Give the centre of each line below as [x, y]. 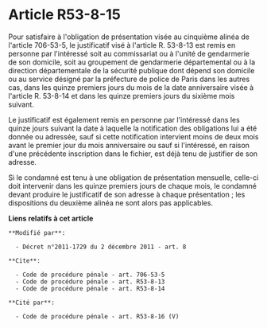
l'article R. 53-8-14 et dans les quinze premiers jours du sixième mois [122, 96]
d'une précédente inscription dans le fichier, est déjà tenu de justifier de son [133, 154]
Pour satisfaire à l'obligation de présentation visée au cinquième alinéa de [129, 37]
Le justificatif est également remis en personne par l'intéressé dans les [124, 119]
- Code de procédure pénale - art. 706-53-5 [90, 275]
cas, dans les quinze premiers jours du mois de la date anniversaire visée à [131, 87]
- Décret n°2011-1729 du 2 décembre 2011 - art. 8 [101, 247]
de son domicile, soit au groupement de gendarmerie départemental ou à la [132, 62]
